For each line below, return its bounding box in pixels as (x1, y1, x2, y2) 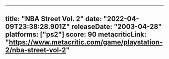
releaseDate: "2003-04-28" (71, 22, 162, 31)
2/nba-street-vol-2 (5, 46, 66, 54)
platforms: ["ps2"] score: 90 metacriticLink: (5, 30, 147, 39)
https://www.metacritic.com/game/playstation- (9, 38, 163, 46)
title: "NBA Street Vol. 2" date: (5, 14, 102, 23)
